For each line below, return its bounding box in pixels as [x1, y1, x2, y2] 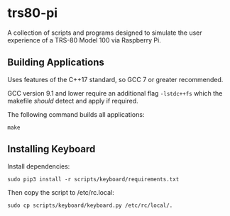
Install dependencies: [7, 161, 70, 171]
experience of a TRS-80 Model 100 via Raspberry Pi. [7, 35, 161, 44]
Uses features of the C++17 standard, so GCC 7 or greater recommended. [7, 75, 224, 84]
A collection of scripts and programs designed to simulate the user [7, 28, 202, 37]
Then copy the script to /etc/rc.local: [7, 188, 115, 196]
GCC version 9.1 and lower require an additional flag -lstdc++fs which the [7, 89, 223, 97]
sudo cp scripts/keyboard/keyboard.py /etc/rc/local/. [7, 202, 173, 209]
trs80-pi [7, 5, 58, 21]
